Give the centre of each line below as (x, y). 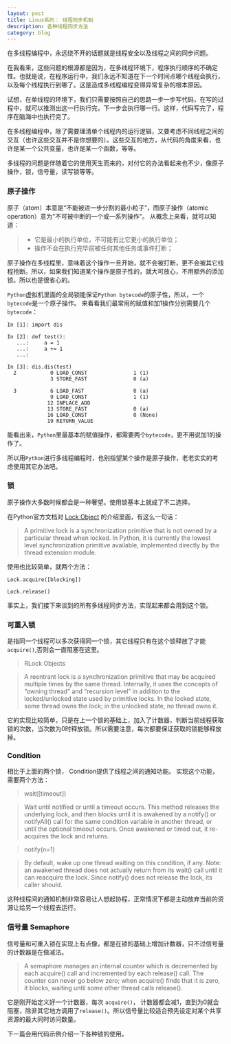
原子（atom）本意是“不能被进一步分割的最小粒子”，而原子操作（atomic (108, 208)
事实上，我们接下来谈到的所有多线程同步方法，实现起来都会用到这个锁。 (109, 605)
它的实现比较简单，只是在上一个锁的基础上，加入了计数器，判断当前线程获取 (115, 720)
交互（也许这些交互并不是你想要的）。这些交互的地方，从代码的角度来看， (111, 140)
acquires (36, 836)
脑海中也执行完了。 (46, 117)
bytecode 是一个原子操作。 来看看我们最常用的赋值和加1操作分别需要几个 (109, 303)
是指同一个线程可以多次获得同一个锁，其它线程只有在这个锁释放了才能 (107, 641)
